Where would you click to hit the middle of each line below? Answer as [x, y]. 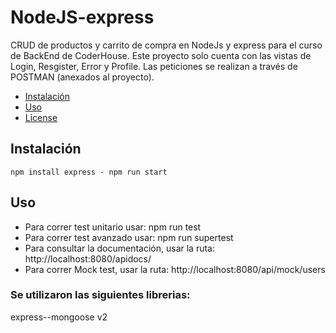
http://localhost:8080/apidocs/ [88, 258]
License [41, 117]
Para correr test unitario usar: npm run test [113, 227]
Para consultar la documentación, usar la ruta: [119, 248]
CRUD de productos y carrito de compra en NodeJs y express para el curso [166, 45]
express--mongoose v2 [59, 317]
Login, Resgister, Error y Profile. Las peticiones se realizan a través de [154, 66]
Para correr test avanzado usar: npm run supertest [129, 237]
